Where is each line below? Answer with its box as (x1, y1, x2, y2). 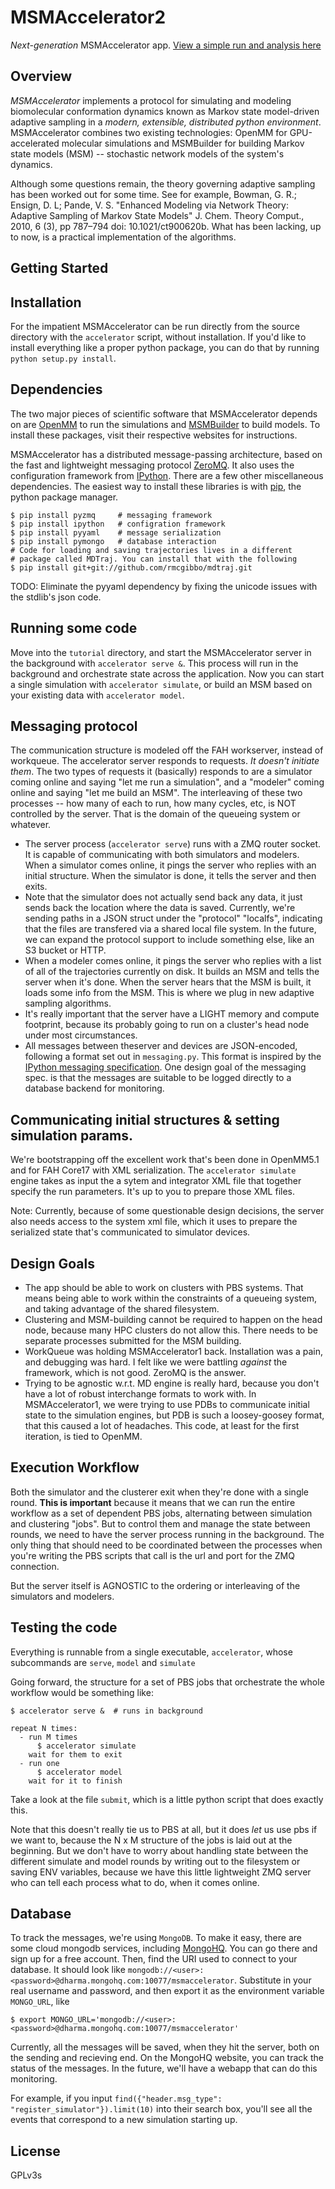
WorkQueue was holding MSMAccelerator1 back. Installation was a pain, (24, 1346, 324, 1358)
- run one (19, 1758, 60, 1768)
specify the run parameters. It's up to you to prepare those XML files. (10, 1186, 296, 1198)
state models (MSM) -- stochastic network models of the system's (10, 147, 285, 160)
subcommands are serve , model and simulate (10, 1656, 196, 1668)
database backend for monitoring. (24, 1082, 165, 1095)
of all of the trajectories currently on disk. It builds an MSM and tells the (24, 966, 320, 978)
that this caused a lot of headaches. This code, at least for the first (24, 1420, 300, 1432)
